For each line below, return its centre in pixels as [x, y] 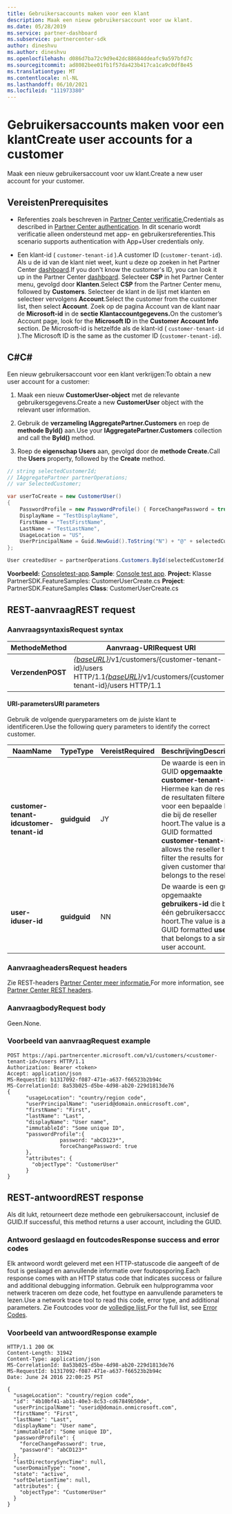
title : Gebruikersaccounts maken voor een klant [78, 13]
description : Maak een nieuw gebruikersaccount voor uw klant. [100, 20]
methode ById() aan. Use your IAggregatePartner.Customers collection [119, 430]
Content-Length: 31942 [40, 1353]
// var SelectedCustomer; [44, 484]
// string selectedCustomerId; [52, 471]
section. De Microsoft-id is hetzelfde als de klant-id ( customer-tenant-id [120, 328]
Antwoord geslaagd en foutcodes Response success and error [113, 1239]
